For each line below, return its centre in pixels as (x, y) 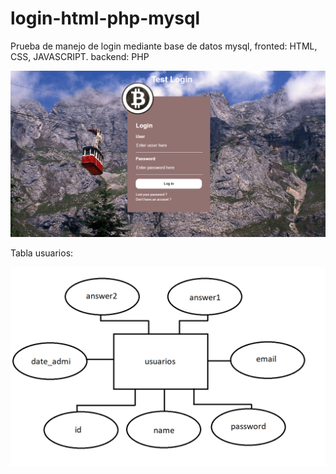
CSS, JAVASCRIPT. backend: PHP (80, 56)
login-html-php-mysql (105, 18)
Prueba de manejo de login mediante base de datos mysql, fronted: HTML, (164, 46)
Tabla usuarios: (42, 253)
